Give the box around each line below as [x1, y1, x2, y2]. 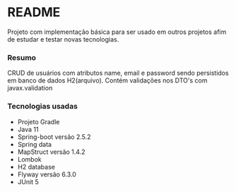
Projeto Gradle [17, 117, 60, 126]
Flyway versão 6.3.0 [17, 170, 76, 179]
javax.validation [7, 84, 53, 92]
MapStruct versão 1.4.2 [17, 148, 85, 156]
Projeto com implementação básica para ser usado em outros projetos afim [7, 28, 227, 36]
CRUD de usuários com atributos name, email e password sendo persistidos [7, 68, 229, 78]
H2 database [17, 162, 55, 171]
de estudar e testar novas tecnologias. [7, 35, 119, 43]
